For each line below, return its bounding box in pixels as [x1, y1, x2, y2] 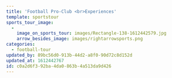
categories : [6, 42, 35, 48]
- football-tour [11, 47, 51, 53]
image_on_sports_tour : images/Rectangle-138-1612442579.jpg [16, 30, 167, 36]
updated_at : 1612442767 [6, 57, 65, 63]
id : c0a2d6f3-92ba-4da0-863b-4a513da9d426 [6, 63, 112, 69]
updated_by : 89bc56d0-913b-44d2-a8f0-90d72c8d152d [6, 52, 133, 58]
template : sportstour [6, 14, 59, 20]
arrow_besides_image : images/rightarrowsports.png [16, 36, 143, 42]
